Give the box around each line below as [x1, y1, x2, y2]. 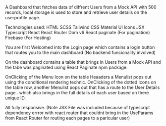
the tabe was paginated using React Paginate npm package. [5, 64, 128, 70]
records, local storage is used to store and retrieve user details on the [5, 9, 147, 15]
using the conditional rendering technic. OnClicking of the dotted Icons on [5, 79, 156, 85]
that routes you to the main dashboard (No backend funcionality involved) [5, 49, 156, 55]
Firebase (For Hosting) [5, 35, 51, 41]
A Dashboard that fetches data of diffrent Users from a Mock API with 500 [5, 4, 157, 10]
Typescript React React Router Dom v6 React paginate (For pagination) [5, 30, 150, 35]
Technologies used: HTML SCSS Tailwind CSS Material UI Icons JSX [5, 24, 145, 30]
